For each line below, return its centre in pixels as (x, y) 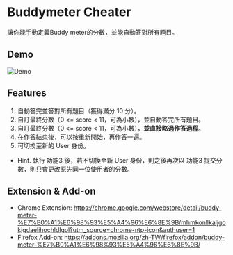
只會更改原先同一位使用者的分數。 (85, 169)
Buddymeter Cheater (69, 12)
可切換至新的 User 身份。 (53, 145)
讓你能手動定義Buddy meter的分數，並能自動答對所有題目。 (93, 32)
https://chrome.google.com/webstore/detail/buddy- (147, 208)
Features (27, 93)
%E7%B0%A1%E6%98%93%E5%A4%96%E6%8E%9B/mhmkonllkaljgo (121, 222)
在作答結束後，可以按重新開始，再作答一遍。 (81, 137)
